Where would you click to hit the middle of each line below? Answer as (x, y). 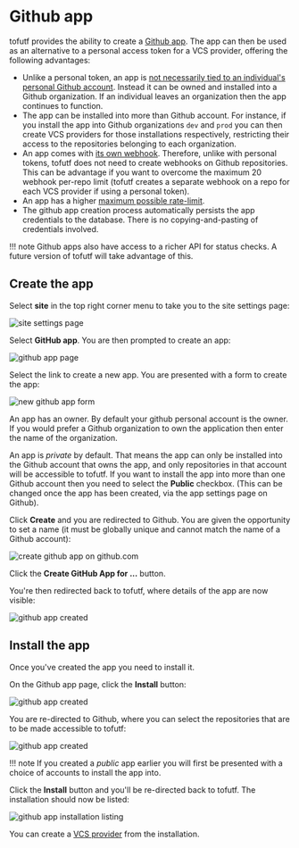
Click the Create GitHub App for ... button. (88, 573)
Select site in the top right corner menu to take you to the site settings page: (149, 305)
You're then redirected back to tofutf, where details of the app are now (139, 590)
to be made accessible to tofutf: (68, 728)
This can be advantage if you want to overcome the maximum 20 (141, 172)
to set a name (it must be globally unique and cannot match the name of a (145, 529)
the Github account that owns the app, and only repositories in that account (148, 464)
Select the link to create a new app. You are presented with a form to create (148, 374)
